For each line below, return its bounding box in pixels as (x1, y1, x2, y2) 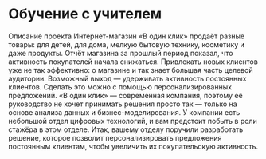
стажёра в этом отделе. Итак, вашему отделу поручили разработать (8, 125, 244, 134)
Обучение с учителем (8, 5, 162, 23)
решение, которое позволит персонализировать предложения (8, 133, 222, 142)
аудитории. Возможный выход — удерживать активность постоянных (8, 74, 247, 83)
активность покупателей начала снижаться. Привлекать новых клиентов (8, 57, 259, 66)
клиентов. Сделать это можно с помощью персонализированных (8, 81, 233, 92)
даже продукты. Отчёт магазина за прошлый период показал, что (8, 48, 233, 58)
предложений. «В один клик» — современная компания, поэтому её (8, 90, 243, 100)
